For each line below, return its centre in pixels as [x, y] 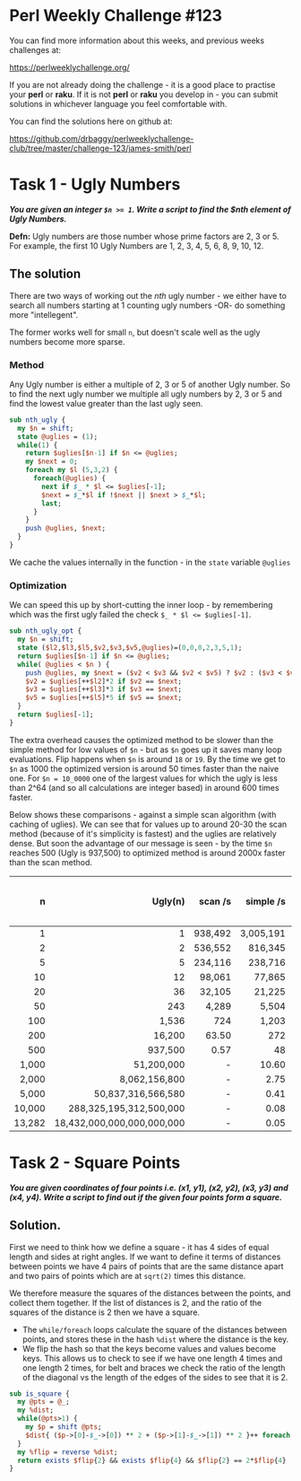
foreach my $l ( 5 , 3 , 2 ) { [72, 470]
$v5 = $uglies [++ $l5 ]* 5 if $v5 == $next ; [103, 698]
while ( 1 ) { [38, 445]
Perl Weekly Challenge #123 [116, 16]
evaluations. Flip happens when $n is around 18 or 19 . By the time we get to [147, 758]
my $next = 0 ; [52, 462]
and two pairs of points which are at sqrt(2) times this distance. [128, 1275]
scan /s [215, 901]
